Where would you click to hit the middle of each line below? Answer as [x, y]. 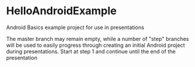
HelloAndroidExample [62, 11]
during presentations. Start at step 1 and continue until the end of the [91, 51]
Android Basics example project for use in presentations [75, 27]
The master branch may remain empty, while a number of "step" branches [98, 39]
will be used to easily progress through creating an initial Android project [96, 45]
